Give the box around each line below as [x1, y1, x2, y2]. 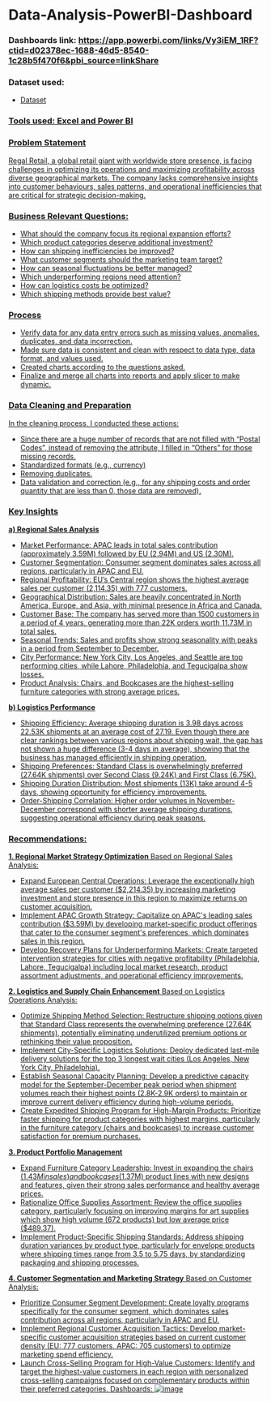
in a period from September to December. [19, 643, 159, 653]
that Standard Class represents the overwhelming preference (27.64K [19, 1020, 252, 1030]
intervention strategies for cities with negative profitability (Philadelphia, [19, 953, 260, 963]
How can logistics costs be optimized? [19, 280, 149, 290]
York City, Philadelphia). [19, 1063, 100, 1073]
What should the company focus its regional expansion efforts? [19, 229, 231, 239]
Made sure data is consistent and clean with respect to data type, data [19, 345, 256, 355]
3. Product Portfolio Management [8, 1147, 123, 1157]
